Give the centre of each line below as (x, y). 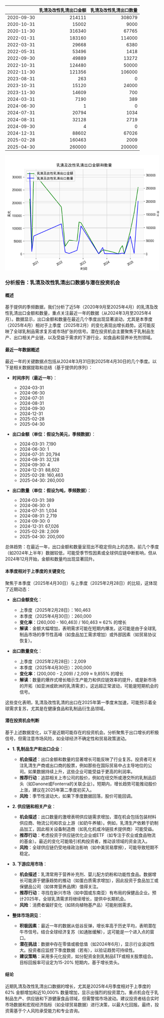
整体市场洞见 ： (27, 915)
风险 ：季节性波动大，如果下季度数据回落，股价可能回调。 (77, 796)
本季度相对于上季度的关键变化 (35, 571)
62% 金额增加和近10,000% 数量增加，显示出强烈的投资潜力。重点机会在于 (80, 992)
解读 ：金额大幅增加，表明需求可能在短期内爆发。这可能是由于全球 (86, 628)
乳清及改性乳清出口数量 (114, 10)
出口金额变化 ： (27, 600)
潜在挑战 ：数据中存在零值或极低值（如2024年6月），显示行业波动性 (87, 944)
